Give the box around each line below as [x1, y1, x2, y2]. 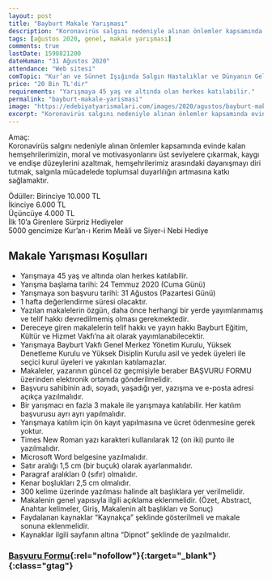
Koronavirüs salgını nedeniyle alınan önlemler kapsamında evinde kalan [8, 141, 246, 150]
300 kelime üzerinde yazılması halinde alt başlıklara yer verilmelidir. [19, 486, 245, 496]
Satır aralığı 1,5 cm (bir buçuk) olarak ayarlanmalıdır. [19, 460, 193, 470]
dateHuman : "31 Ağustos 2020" [8, 58, 111, 66]
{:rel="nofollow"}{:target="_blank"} [70, 550, 217, 561]
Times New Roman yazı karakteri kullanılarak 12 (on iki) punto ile [19, 434, 235, 444]
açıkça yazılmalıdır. [19, 391, 83, 401]
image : [8, 102, 31, 110]
